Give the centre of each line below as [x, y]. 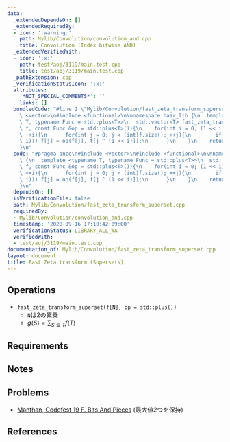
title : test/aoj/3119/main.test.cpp [72, 71]
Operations [31, 290]
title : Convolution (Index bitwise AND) [78, 45]
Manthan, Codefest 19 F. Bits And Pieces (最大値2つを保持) [100, 410]
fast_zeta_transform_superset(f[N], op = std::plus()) [97, 307]
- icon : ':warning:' [42, 33]
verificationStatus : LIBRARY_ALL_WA [65, 231]
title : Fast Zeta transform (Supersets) [66, 262]
